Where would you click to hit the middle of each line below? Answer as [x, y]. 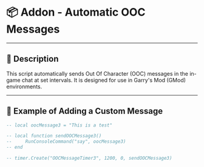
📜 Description [32, 59]
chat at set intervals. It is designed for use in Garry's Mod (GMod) [104, 80]
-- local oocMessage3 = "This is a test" [59, 125]
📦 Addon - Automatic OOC [76, 12]
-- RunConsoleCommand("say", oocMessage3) [66, 142]
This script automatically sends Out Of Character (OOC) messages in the [97, 73]
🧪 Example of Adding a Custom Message [84, 111]
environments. [24, 87]
